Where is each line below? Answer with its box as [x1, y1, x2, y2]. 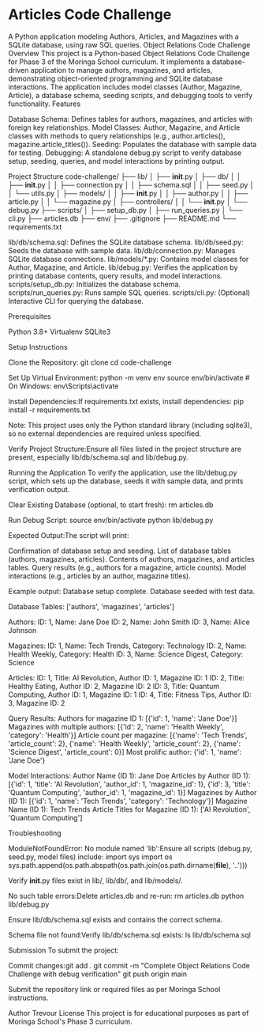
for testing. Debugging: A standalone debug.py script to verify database [8, 148, 242, 157]
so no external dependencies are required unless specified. [8, 429, 202, 438]
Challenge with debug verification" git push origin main [8, 969, 188, 979]
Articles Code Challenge [8, 6, 172, 24]
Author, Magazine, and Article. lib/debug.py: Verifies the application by [8, 263, 238, 272]
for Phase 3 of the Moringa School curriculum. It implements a [8, 57, 211, 66]
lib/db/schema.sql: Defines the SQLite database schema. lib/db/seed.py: [8, 237, 244, 247]
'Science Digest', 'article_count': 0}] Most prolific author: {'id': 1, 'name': [8, 747, 242, 756]
